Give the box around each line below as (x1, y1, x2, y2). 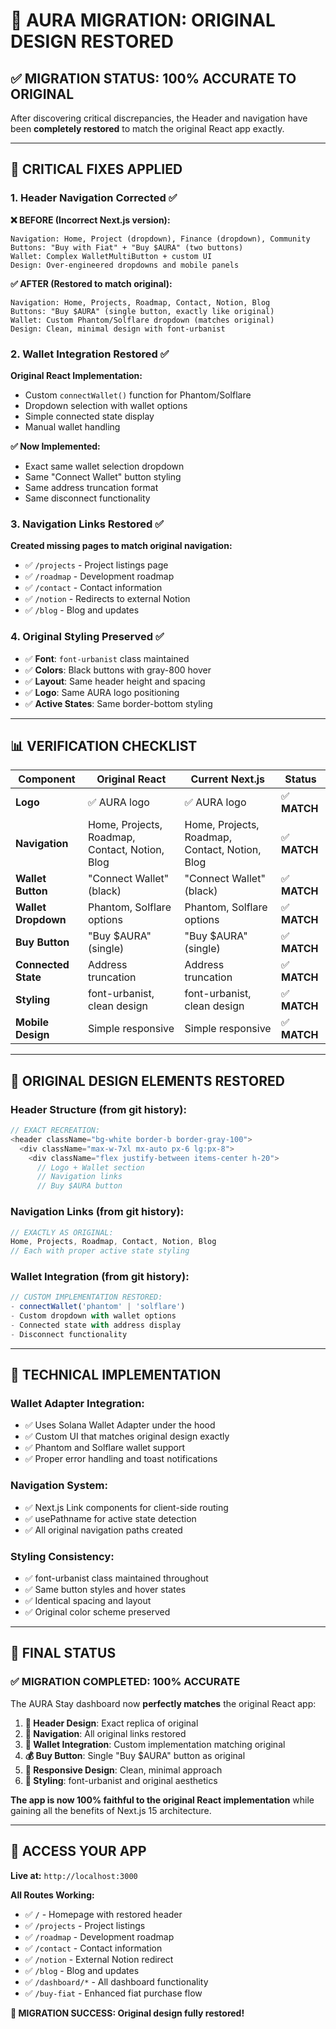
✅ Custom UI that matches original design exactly (24, 1430, 230, 1443)
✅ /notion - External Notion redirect (24, 1953, 174, 1965)
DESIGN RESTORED (10, 30, 174, 53)
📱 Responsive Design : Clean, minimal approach (24, 1764, 223, 1776)
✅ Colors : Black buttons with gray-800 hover (24, 664, 212, 676)
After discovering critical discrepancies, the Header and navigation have (10, 112, 308, 124)
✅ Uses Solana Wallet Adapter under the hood (24, 1419, 216, 1431)
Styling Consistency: (10, 1549, 115, 1563)
